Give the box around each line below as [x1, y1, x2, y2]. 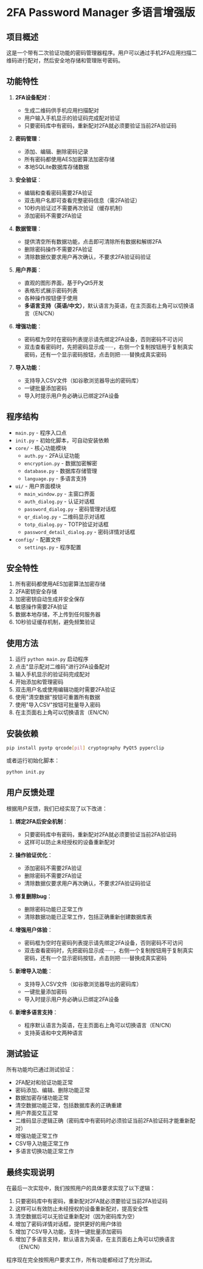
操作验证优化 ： [15, 851, 53, 858]
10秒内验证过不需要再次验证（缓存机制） [24, 204, 126, 211]
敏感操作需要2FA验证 [15, 603, 68, 610]
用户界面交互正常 [15, 1109, 58, 1117]
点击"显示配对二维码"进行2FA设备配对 [15, 663, 111, 670]
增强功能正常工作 [15, 1132, 58, 1140]
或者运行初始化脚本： [6, 756, 60, 764]
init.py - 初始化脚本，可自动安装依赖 [15, 436, 109, 444]
